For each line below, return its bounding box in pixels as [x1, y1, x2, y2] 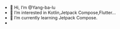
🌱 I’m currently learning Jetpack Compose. [9, 15, 98, 20]
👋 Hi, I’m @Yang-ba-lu [9, 5, 56, 10]
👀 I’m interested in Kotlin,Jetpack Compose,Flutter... [9, 10, 116, 15]
